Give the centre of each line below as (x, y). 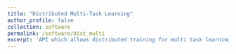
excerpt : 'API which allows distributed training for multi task (105, 40)
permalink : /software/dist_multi (56, 33)
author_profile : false (40, 20)
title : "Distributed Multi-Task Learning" (70, 14)
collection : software (39, 27)
